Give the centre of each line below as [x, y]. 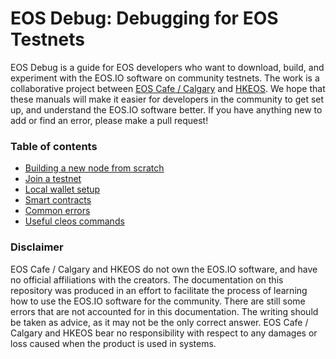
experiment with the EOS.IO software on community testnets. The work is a [165, 78]
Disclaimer [37, 247]
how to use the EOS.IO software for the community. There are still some [158, 301]
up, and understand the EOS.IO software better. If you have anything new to [166, 109]
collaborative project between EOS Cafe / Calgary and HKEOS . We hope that [168, 88]
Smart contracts [58, 200]
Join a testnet [53, 179]
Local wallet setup [62, 189]
